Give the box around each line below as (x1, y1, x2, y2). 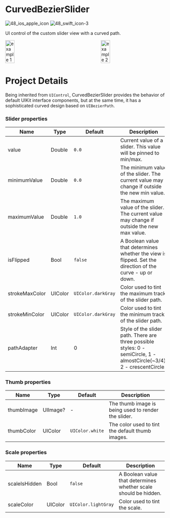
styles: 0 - (120, 344, 146, 351)
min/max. (120, 156, 143, 163)
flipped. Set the (120, 257, 157, 264)
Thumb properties (5, 379, 51, 386)
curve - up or (120, 269, 153, 276)
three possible (120, 338, 154, 345)
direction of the (120, 263, 157, 270)
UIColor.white (70, 428, 104, 434)
